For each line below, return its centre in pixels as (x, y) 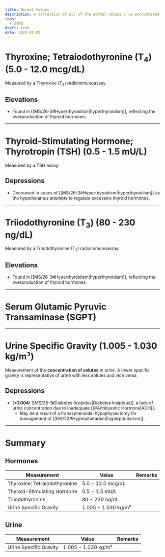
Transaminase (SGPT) (51, 317)
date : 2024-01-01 (23, 33)
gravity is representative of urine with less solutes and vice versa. (71, 375)
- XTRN (16, 23)
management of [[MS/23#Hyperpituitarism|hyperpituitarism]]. (82, 418)
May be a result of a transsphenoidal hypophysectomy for (78, 413)
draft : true (17, 28)
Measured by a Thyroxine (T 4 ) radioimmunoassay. (56, 83)
